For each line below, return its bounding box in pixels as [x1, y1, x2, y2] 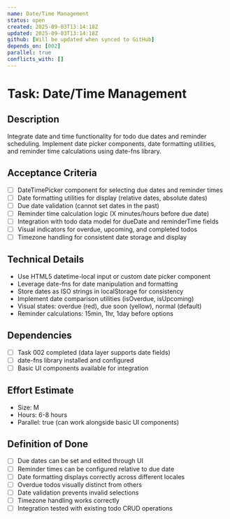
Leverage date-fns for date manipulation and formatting [17, 279, 178, 288]
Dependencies [7, 330, 72, 342]
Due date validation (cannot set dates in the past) [17, 201, 159, 210]
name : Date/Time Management [7, 10, 89, 17]
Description [7, 113, 59, 126]
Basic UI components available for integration [17, 364, 149, 372]
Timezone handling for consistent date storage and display [17, 233, 187, 241]
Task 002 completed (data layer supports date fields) [17, 348, 171, 356]
